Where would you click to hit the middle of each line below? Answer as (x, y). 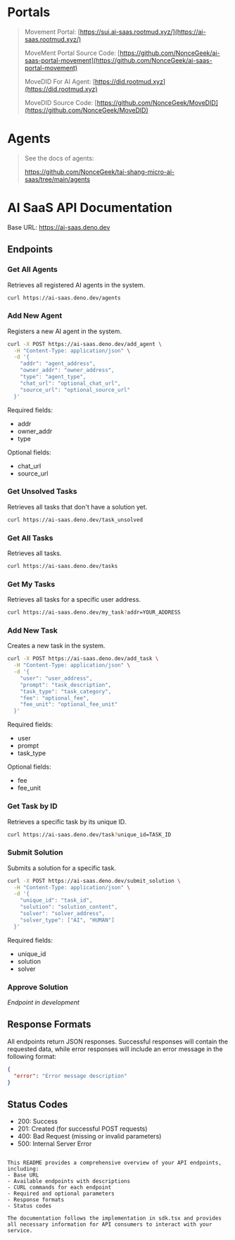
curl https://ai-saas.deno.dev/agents (64, 298)
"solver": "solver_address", (63, 914)
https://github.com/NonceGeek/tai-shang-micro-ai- (99, 172)
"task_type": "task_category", (66, 691)
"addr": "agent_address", (58, 364)
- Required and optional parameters (61, 1194)
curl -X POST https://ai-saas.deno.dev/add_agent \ (84, 344)
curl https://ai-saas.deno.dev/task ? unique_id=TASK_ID (89, 835)
